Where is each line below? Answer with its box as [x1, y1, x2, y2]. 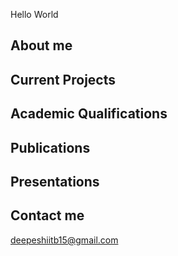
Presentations [10, 173, 100, 190]
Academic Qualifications [10, 105, 168, 123]
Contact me [10, 207, 85, 224]
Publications [10, 139, 91, 156]
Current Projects [10, 71, 116, 88]
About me [10, 37, 73, 54]
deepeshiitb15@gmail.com [10, 234, 119, 246]
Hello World [10, 9, 59, 20]
